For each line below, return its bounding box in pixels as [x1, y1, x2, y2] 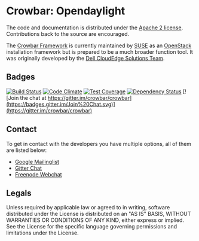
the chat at [20, 94, 47, 101]
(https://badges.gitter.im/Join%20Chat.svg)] [6, 100, 115, 108]
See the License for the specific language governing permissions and [6, 223, 177, 230]
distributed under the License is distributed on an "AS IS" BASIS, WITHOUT [6, 211, 191, 218]
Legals [6, 188, 32, 198]
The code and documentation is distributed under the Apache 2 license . [6, 24, 183, 31]
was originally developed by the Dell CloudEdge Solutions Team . [6, 54, 165, 62]
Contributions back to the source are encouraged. [6, 30, 130, 37]
